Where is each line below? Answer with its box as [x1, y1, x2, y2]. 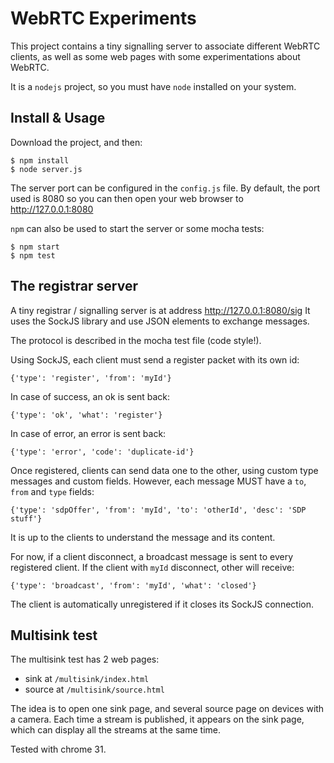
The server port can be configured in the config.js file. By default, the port [10, 182, 321, 194]
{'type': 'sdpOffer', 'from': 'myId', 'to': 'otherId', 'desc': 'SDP [10, 505, 307, 515]
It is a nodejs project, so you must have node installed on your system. [10, 80, 297, 92]
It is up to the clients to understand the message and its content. [10, 531, 276, 543]
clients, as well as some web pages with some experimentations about [10, 50, 301, 62]
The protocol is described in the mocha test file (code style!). [10, 334, 262, 346]
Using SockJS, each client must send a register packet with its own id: [10, 353, 300, 366]
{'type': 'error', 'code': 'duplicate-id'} [10, 447, 195, 457]
